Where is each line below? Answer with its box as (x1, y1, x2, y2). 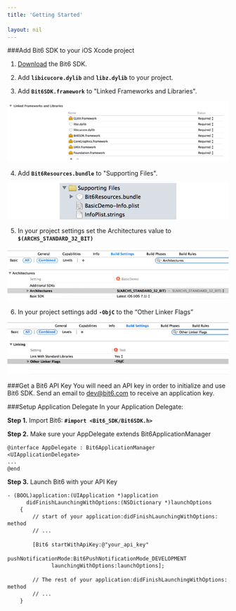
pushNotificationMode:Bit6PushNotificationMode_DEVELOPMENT (7, 556, 188, 563)
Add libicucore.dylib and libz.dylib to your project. (17, 74, 173, 82)
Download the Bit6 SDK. (17, 60, 88, 68)
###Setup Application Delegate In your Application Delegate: (7, 402, 184, 411)
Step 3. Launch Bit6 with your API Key (7, 478, 118, 486)
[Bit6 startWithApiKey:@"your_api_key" (32, 541, 150, 548)
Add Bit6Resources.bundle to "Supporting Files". (17, 169, 158, 177)
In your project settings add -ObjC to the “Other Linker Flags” (17, 308, 194, 316)
